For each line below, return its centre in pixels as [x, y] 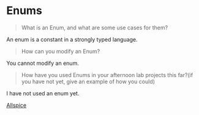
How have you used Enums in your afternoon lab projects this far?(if [107, 75]
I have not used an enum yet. [43, 93]
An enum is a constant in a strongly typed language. [72, 39]
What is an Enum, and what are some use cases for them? [95, 28]
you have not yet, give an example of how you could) [88, 81]
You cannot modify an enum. [43, 63]
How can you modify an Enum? [61, 51]
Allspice [16, 105]
